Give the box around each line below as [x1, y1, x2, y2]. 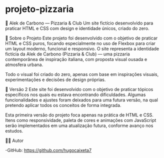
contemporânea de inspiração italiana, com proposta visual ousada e [5, 56, 147, 62]
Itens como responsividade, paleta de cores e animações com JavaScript [5, 117, 156, 123]
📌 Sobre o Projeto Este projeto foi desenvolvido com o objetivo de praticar [5, 35, 158, 41]
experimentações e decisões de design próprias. [5, 76, 106, 82]
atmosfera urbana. [5, 61, 43, 67]
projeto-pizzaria [5, 3, 74, 15]
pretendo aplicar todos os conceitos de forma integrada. [5, 102, 121, 108]
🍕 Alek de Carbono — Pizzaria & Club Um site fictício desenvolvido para [5, 20, 153, 26]
